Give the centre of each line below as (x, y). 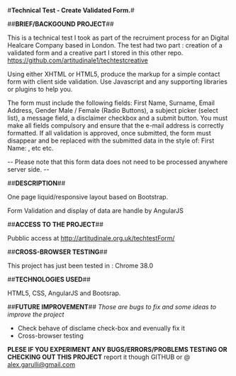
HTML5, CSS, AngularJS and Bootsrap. (64, 293)
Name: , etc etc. (30, 148)
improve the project (36, 314)
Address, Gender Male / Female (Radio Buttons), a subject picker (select (113, 110)
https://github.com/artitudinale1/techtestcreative (78, 60)
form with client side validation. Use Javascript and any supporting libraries (118, 82)
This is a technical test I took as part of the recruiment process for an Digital (118, 38)
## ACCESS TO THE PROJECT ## (56, 224)
